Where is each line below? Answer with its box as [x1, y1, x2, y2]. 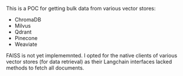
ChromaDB [14, 16, 42, 23]
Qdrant [14, 28, 32, 35]
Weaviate [14, 41, 38, 48]
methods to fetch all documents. [6, 64, 84, 71]
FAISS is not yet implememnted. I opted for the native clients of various [6, 52, 178, 59]
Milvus [14, 23, 31, 29]
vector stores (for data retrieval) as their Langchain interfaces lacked [6, 58, 172, 65]
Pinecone [14, 35, 38, 41]
